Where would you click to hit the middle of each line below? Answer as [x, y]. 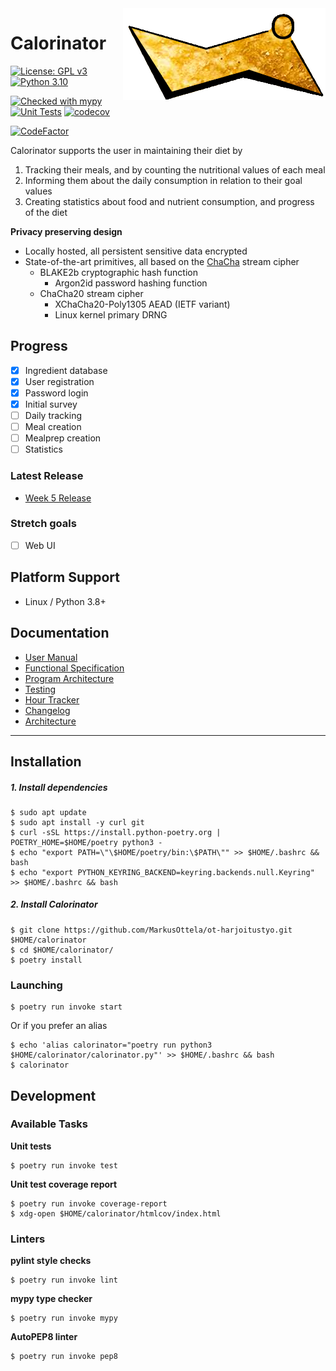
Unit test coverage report [64, 1184]
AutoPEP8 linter [44, 1337]
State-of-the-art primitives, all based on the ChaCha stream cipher [162, 261]
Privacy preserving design [66, 231]
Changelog [47, 710]
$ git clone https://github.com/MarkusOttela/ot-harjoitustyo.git [151, 930]
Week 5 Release [58, 498]
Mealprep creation [63, 438]
